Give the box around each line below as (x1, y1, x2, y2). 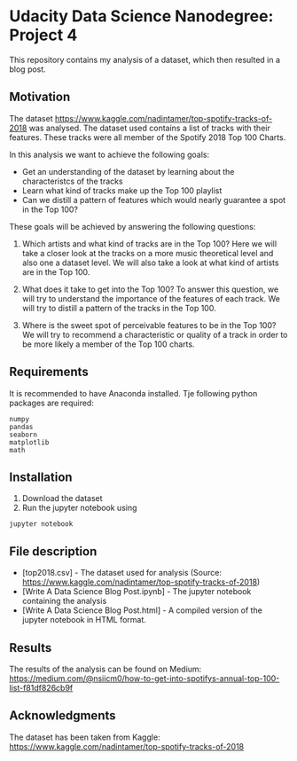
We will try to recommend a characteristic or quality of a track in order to (21, 329, 288, 340)
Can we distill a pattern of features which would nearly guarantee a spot (21, 194, 286, 205)
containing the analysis (21, 596, 107, 607)
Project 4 (9, 25, 78, 45)
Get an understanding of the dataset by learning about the (21, 166, 235, 177)
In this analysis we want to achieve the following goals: (9, 149, 210, 160)
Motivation (9, 90, 71, 105)
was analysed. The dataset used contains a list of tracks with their (28, 122, 270, 133)
